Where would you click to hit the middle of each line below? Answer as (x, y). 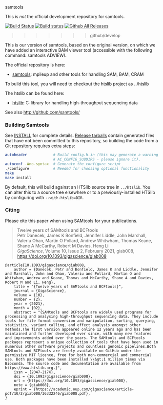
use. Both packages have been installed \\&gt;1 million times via (75, 359)
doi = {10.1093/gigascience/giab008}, (53, 376)
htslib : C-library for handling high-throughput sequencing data (75, 103)
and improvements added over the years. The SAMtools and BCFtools (75, 338)
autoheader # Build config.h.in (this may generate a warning (82, 155)
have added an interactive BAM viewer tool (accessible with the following (79, 50)
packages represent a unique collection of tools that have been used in (82, 342)
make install (18, 178)
